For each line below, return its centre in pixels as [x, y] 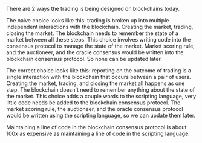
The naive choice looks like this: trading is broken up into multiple [88, 20]
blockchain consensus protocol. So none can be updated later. [84, 59]
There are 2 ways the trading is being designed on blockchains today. [93, 9]
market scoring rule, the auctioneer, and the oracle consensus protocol [95, 109]
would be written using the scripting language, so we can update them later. [101, 115]
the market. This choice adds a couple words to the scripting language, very [101, 96]
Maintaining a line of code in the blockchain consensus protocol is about [96, 127]
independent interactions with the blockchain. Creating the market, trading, [100, 27]
